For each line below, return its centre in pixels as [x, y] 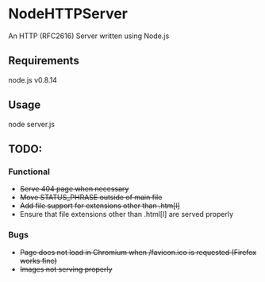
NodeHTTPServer [68, 14]
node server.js [32, 124]
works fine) [38, 261]
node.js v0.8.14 [33, 79]
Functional [29, 172]
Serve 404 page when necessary [74, 189]
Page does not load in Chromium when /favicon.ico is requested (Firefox [138, 252]
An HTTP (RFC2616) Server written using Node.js [89, 36]
